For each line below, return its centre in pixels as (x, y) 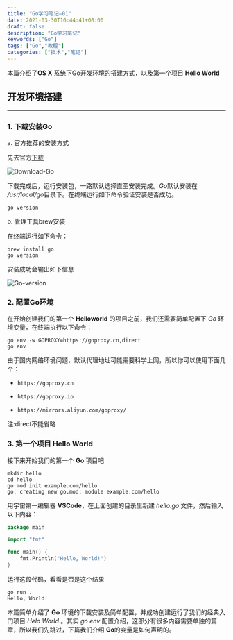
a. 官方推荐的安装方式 (38, 142)
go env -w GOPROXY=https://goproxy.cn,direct (74, 341)
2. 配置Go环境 (31, 302)
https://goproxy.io (45, 397)
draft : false (26, 26)
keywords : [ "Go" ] (32, 40)
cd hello (20, 480)
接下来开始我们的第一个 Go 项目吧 (55, 460)
